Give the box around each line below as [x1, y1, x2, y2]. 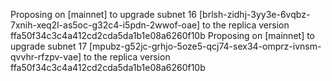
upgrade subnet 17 [10, 40, 88, 52]
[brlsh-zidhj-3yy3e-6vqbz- [198, 9, 311, 20]
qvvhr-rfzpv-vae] [10, 51, 82, 63]
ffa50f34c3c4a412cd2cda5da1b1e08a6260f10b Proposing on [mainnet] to [10, 30, 316, 41]
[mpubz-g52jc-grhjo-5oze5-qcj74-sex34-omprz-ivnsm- [88, 40, 322, 52]
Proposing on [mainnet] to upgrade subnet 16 [10, 9, 198, 20]
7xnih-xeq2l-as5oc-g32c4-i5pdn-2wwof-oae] [10, 19, 201, 31]
